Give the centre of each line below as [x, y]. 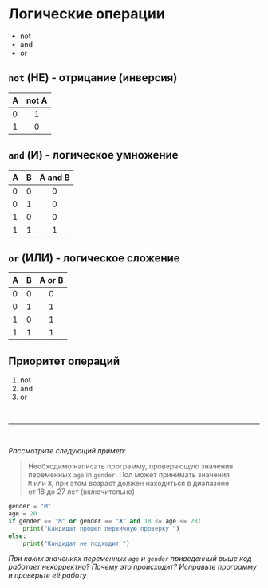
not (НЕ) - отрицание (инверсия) [93, 78]
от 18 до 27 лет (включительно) [81, 492]
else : [17, 536]
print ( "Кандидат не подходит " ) [76, 543]
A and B [55, 178]
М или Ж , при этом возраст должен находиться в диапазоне [128, 484]
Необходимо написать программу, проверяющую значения [130, 466]
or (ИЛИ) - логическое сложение [95, 258]
